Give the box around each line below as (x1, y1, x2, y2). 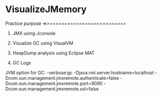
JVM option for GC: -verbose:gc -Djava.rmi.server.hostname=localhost (5, 70, 154, 76)
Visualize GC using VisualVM (12, 40, 74, 46)
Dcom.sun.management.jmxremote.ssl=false (5, 85, 99, 92)
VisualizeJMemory (5, 4, 87, 15)
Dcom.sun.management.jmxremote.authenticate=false (5, 75, 119, 81)
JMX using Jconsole (12, 30, 56, 36)
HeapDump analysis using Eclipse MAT (12, 50, 95, 56)
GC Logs (12, 59, 31, 66)
